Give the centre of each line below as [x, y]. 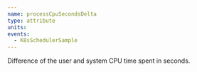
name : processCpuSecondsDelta [52, 14]
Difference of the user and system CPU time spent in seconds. [99, 61]
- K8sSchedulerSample [46, 41]
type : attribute [31, 21]
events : [19, 34]
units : [17, 27]
